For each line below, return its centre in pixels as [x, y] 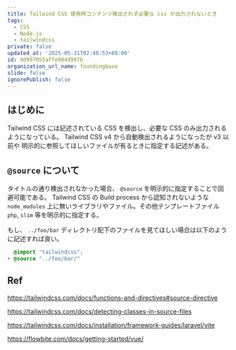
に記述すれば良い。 [35, 239]
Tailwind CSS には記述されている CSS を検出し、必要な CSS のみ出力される [117, 128]
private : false [30, 47]
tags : [15, 20]
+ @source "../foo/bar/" [44, 258]
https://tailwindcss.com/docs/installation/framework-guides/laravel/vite [111, 325]
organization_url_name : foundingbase [63, 66]
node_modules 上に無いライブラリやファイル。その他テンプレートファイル [113, 206]
